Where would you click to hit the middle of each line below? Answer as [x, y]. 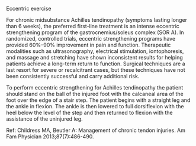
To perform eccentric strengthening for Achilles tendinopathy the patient [95, 87]
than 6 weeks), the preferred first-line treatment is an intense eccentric [93, 26]
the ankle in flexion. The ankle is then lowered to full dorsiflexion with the [95, 106]
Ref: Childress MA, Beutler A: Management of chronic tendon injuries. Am [96, 130]
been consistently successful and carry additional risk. [73, 76]
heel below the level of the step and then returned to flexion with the [89, 112]
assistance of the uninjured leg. [44, 119]
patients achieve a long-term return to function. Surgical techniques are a [96, 64]
